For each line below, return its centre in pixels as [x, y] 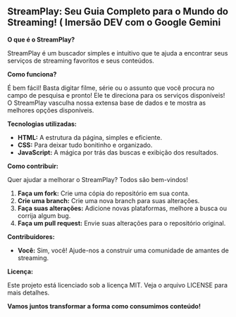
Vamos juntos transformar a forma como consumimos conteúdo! [104, 306]
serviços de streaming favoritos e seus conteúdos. [81, 60]
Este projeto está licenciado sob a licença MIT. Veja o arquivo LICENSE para [117, 285]
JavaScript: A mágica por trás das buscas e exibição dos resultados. [118, 152]
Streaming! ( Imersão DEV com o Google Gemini [114, 23]
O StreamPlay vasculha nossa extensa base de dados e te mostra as [107, 103]
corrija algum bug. [44, 215]
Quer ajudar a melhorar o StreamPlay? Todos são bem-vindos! [98, 179]
